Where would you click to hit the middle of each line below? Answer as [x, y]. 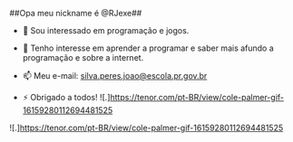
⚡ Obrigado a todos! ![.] [66, 97]
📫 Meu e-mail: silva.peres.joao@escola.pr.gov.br [115, 76]
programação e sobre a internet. [83, 57]
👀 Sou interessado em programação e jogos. [106, 30]
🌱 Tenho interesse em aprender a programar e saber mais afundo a [148, 48]
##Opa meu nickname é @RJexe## [76, 13]
